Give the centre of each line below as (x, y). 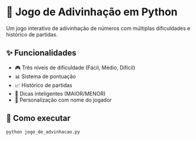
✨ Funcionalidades (41, 53)
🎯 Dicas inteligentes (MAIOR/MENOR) (60, 93)
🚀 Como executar (38, 118)
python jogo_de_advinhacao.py (43, 132)
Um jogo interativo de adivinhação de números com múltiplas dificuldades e (98, 28)
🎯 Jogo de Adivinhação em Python (92, 12)
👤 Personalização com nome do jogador (63, 100)
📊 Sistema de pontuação (45, 76)
